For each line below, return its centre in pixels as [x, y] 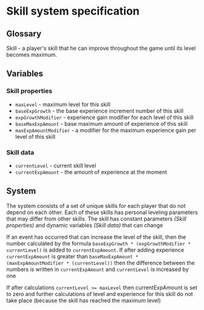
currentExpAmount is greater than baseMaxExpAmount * [72, 256]
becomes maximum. [32, 55]
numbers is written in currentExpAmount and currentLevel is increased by [97, 269]
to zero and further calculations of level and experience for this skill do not [100, 294]
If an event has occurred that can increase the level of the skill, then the [96, 237]
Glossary [24, 34]
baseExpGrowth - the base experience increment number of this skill [99, 111]
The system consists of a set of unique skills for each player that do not [96, 205]
